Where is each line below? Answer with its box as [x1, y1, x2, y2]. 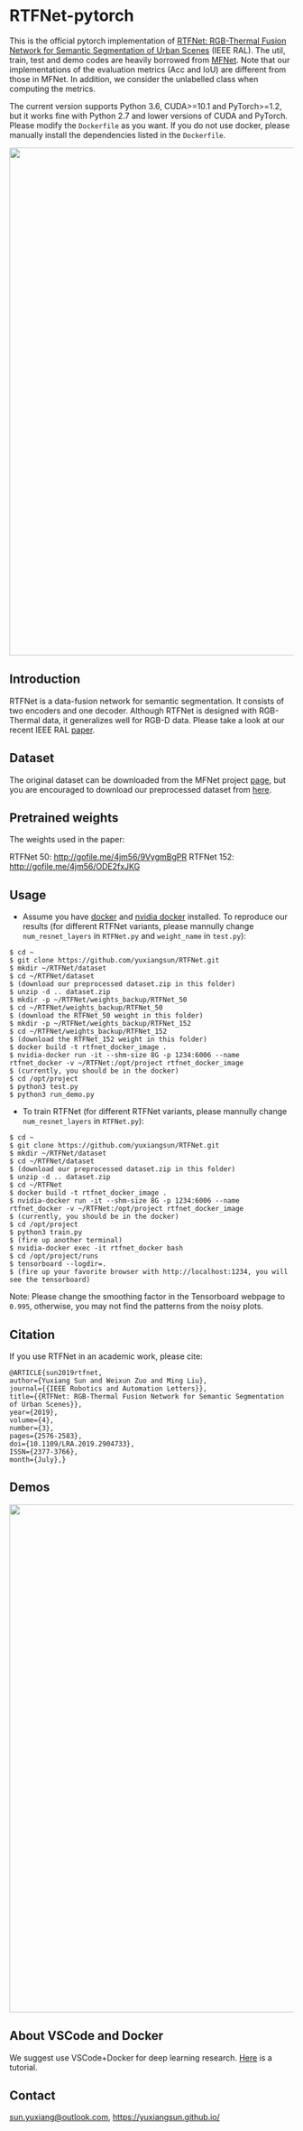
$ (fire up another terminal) [9, 1236, 124, 1245]
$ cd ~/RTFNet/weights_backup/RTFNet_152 [9, 1027, 168, 1037]
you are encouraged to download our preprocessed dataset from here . [9, 784, 272, 795]
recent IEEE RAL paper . [9, 724, 96, 735]
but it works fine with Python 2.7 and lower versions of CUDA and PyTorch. [9, 110, 289, 121]
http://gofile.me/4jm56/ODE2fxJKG [9, 861, 141, 872]
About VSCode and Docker [9, 2028, 164, 2043]
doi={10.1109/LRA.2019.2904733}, [9, 1439, 135, 1448]
